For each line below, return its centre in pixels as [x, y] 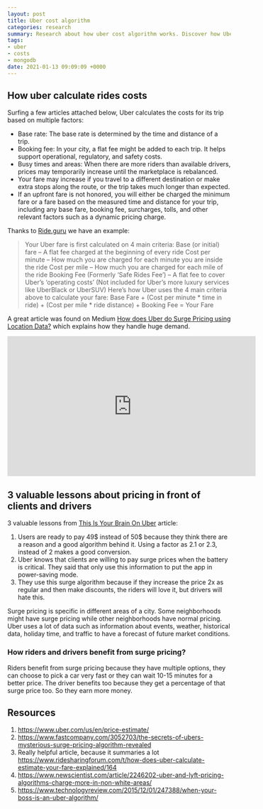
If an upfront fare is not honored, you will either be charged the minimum [124, 194]
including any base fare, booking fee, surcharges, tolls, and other [113, 210]
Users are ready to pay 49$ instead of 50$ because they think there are [123, 537]
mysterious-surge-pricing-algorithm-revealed [84, 745]
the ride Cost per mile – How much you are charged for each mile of [124, 267]
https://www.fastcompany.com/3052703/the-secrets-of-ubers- [111, 737]
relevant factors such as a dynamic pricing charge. [92, 217]
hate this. [31, 597]
